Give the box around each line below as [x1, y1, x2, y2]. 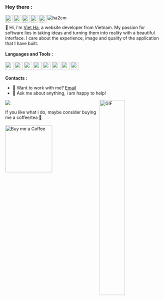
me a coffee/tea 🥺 [5, 114, 42, 120]
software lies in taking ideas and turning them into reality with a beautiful [5, 30, 155, 36]
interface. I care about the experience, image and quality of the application [5, 35, 159, 41]
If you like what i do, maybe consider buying [5, 109, 96, 115]
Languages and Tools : [5, 51, 53, 57]
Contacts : [5, 75, 27, 81]
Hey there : [5, 3, 32, 10]
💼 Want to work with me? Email [12, 85, 76, 91]
